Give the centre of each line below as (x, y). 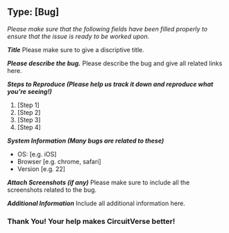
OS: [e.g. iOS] (37, 154)
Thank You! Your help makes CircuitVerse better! (91, 221)
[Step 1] (28, 105)
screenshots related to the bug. (52, 190)
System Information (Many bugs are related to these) (86, 140)
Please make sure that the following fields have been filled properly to (108, 29)
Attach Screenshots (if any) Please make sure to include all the (99, 182)
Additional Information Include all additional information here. (96, 203)
